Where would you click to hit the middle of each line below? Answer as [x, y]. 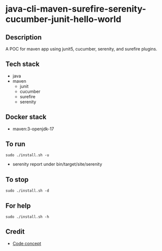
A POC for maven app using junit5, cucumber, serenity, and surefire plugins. [81, 49]
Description [24, 37]
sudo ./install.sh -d [27, 191]
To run [16, 144]
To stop [17, 179]
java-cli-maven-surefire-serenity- [76, 9]
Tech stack [23, 64]
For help [18, 206]
